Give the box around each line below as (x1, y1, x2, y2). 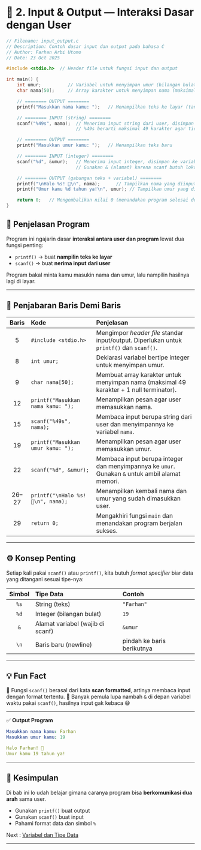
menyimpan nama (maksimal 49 (96, 378, 187, 386)
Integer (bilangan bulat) (35, 609, 102, 618)
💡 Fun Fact (6, 671, 47, 681)
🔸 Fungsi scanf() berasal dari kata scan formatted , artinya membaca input (6, 687, 190, 694)
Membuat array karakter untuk (96, 370, 181, 379)
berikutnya (122, 644, 153, 653)
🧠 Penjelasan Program (6, 219, 90, 230)
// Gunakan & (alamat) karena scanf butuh (75, 164, 184, 170)
